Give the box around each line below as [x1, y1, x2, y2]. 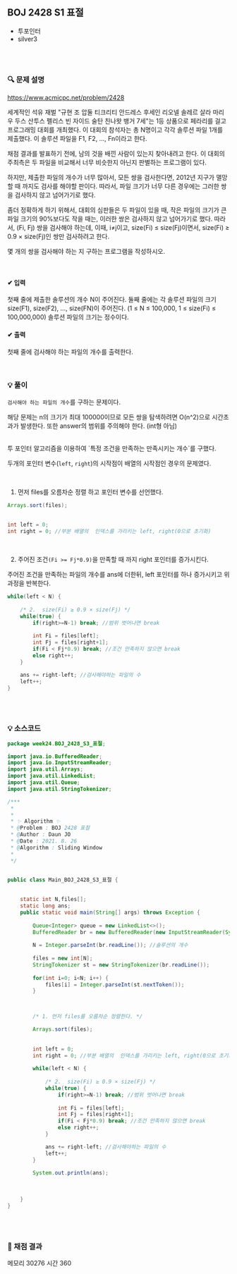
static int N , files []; [20, 896, 87, 903]
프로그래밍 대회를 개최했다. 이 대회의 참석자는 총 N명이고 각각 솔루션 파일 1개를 [7, 125, 224, 134]
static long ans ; [20, 902, 71, 909]
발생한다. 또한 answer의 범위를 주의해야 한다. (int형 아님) [20, 422, 178, 430]
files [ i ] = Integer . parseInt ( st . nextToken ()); [44, 981, 185, 988]
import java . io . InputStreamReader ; [7, 759, 112, 766]
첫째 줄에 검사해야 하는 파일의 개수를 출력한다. [7, 348, 134, 356]
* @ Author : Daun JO [10, 831, 71, 838]
